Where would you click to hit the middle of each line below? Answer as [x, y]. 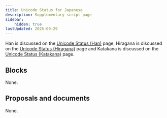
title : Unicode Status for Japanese [44, 10]
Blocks [16, 70]
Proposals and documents [48, 98]
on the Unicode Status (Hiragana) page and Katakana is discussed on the [82, 49]
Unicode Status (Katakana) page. [40, 54]
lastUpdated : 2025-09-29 [31, 29]
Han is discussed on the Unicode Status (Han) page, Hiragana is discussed [84, 43]
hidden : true [28, 24]
